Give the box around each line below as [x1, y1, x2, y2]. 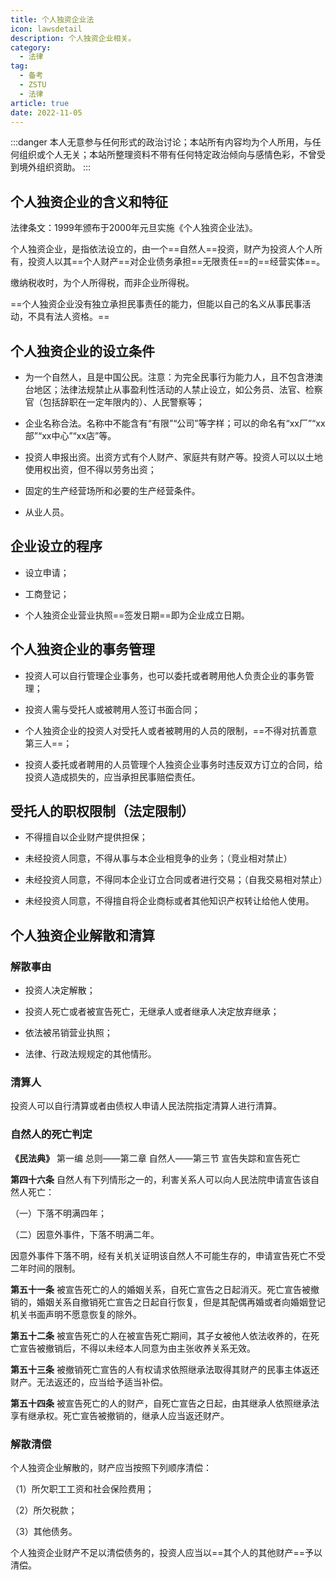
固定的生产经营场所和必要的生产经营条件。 [24, 485, 201, 496]
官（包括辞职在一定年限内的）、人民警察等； [24, 396, 205, 408]
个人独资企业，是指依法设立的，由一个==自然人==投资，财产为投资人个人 [10, 243, 315, 255]
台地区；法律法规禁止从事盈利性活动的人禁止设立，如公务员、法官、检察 [24, 384, 323, 395]
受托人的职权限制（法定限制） [10, 803, 195, 820]
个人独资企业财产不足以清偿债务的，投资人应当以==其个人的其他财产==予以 [10, 1547, 323, 1559]
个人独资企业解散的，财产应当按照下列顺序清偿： [10, 1462, 212, 1474]
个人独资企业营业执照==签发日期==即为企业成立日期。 [24, 609, 250, 621]
